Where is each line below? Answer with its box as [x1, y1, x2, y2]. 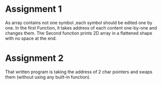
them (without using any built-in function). [5, 74, 91, 80]
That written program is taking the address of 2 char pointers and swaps [5, 69, 153, 75]
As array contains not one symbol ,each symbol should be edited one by [5, 20, 153, 26]
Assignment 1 [5, 3, 62, 15]
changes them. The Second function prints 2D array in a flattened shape [5, 30, 153, 36]
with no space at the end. [5, 35, 57, 41]
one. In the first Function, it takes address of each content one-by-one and [5, 25, 157, 30]
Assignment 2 [5, 53, 64, 64]
